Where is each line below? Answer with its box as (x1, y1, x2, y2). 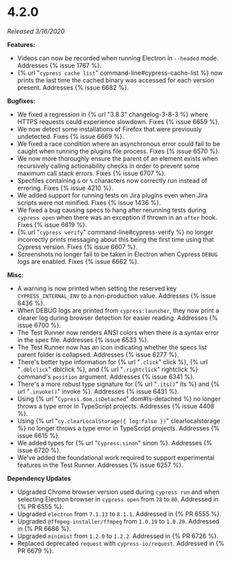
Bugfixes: (7, 96, 36, 105)
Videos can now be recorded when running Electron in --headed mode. (17, 53, 219, 62)
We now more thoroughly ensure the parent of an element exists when (17, 154, 219, 163)
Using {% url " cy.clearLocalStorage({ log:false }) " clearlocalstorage (17, 416, 221, 425)
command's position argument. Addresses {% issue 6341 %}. (17, 372, 195, 381)
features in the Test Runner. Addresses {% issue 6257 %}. (17, 461, 183, 469)
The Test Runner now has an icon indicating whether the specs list (17, 343, 207, 351)
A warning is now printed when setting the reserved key (17, 284, 177, 292)
